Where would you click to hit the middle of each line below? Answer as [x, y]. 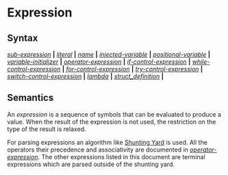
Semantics [30, 98]
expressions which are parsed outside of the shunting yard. [91, 164]
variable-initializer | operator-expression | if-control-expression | [99, 62]
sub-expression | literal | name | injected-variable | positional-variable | [109, 54]
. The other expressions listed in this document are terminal [121, 156]
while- [201, 62]
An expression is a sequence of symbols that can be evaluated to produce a [114, 114]
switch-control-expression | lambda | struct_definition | [86, 76]
